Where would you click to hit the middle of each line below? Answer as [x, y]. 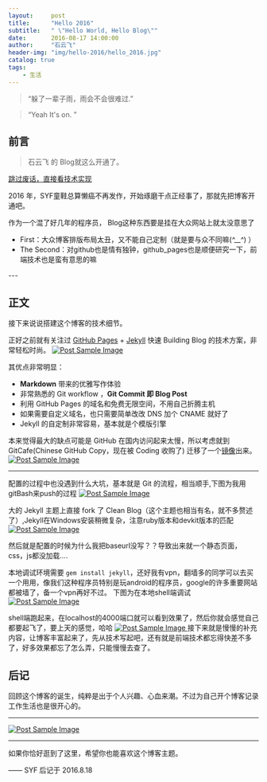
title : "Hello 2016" [51, 23]
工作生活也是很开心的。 [46, 706]
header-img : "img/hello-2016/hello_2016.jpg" [85, 53]
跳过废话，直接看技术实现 [50, 179]
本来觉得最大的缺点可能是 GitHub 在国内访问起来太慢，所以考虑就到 [119, 441]
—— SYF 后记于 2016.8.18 [50, 770]
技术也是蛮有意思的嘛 [62, 260]
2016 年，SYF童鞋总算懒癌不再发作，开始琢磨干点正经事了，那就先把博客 [128, 196]
